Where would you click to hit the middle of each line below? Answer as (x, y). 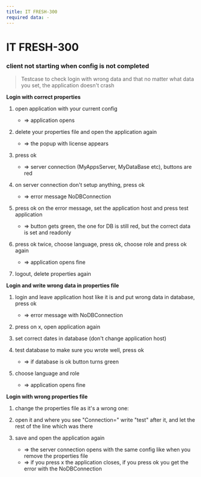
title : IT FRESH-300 (32, 12)
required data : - (28, 17)
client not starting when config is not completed (78, 65)
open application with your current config (66, 108)
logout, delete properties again (53, 273)
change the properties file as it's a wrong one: (72, 408)
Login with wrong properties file (47, 396)
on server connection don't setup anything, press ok (80, 184)
